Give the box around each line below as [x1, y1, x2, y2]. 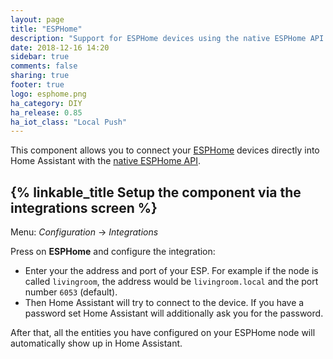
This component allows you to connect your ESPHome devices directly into [10, 144, 320, 156]
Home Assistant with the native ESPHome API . [10, 155, 201, 167]
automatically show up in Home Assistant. [10, 337, 183, 350]
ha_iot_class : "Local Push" [10, 117, 128, 127]
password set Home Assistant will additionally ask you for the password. [24, 307, 324, 320]
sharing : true [10, 71, 70, 81]
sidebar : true [10, 52, 70, 62]
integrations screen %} [10, 199, 158, 216]
